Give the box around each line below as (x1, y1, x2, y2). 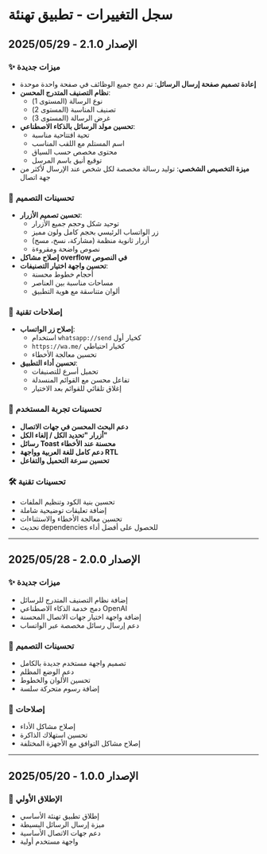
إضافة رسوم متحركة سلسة (19, 684, 100, 694)
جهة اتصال (19, 172, 51, 182)
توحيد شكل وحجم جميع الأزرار (31, 219, 120, 229)
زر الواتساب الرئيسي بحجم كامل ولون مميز (31, 227, 159, 237)
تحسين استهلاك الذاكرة (19, 731, 88, 740)
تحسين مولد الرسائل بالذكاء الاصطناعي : (19, 121, 136, 131)
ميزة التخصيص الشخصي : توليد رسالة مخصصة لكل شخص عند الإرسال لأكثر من (19, 163, 250, 173)
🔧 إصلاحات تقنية (8, 307, 63, 318)
